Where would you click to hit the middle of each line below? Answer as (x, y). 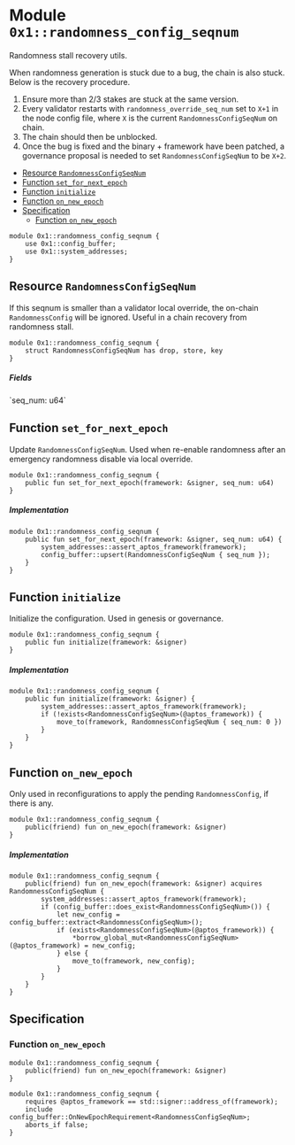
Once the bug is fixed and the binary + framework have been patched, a (153, 146)
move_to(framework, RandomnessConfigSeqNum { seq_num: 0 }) (169, 723)
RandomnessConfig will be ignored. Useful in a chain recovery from (128, 317)
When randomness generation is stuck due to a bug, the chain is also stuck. (147, 73)
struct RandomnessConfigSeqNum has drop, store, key (124, 351)
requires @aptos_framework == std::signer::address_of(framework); (151, 1102)
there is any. (32, 803)
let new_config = (88, 915)
